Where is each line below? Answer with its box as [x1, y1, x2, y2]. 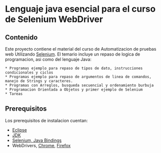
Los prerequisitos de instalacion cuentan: [5, 117, 88, 123]
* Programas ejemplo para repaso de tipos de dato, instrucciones [5, 66, 143, 71]
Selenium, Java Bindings [12, 137, 62, 143]
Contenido [5, 33, 38, 41]
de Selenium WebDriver [5, 14, 103, 25]
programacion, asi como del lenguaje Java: [5, 57, 92, 62]
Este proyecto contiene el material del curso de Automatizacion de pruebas [5, 46, 157, 52]
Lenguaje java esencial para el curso [5, 3, 156, 15]
